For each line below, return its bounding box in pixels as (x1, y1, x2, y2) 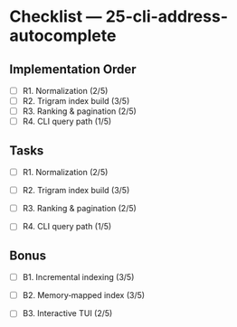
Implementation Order (9, 61, 137, 77)
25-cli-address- (105, 6, 229, 27)
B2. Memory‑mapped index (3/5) (22, 290, 146, 301)
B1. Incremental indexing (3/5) (22, 272, 135, 283)
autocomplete (9, 25, 117, 46)
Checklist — (9, 6, 102, 27)
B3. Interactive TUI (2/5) (22, 308, 113, 319)
